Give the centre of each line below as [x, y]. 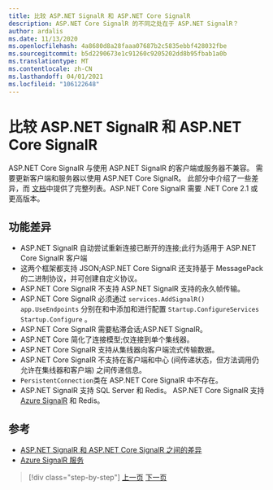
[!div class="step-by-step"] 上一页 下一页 [97, 478]
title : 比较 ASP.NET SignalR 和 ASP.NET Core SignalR [100, 16]
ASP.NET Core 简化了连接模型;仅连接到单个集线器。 [107, 339]
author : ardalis [36, 31]
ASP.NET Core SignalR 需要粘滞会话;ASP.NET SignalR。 [113, 330]
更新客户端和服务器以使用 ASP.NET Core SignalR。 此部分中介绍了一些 [133, 178]
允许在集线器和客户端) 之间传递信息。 [83, 370]
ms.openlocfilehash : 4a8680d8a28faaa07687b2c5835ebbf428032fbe [118, 46]
